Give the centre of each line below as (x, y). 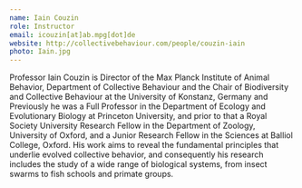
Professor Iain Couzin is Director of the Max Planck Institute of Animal (140, 77)
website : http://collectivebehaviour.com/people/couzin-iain (127, 43)
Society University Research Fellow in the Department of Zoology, (132, 126)
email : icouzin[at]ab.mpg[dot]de (73, 35)
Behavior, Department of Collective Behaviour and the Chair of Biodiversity (149, 87)
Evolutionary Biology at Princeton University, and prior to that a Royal (138, 116)
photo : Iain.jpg (40, 52)
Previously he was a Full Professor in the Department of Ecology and (137, 106)
